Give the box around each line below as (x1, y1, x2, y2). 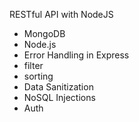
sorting (23, 70, 54, 82)
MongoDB (23, 28, 66, 39)
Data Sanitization (23, 81, 94, 93)
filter (23, 60, 44, 71)
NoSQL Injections (23, 92, 96, 103)
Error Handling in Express (23, 49, 130, 61)
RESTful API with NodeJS (9, 9, 114, 20)
